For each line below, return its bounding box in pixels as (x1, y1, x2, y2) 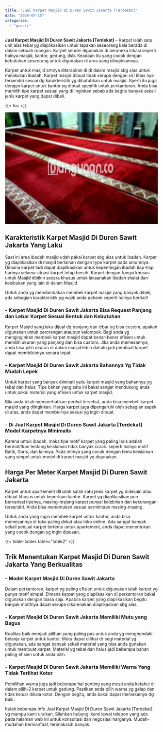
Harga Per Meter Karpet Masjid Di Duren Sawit (5, 468, 147, 476)
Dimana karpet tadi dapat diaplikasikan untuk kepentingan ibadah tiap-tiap (5, 264, 154, 270)
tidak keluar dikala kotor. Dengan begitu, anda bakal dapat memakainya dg (5, 691, 154, 697)
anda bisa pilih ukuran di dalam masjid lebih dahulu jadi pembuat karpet (5, 344, 148, 350)
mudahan (5, 721, 24, 727)
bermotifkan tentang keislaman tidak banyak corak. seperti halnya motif (5, 444, 148, 450)
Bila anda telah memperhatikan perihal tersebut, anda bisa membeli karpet (5, 399, 154, 405)
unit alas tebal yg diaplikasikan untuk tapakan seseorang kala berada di (5, 42, 147, 48)
